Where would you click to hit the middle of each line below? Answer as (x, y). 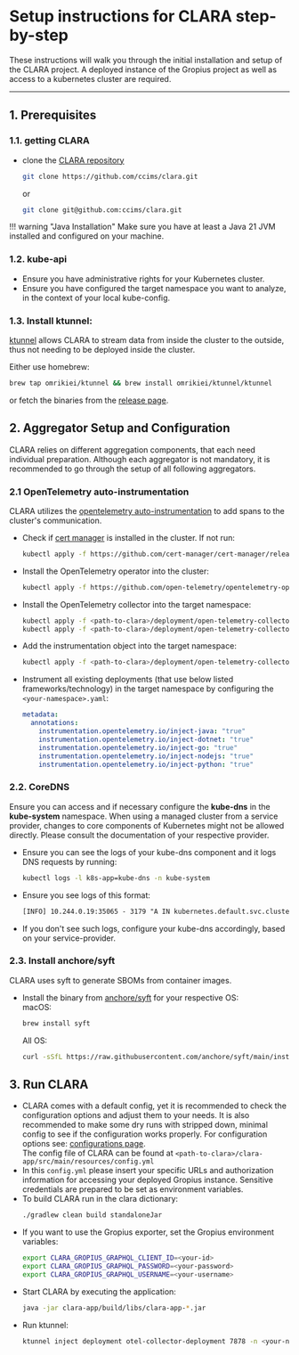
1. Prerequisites (53, 115)
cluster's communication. (56, 520)
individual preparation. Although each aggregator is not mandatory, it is (140, 459)
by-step (39, 35)
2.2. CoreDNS (40, 788)
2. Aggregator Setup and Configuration (120, 428)
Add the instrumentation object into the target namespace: (129, 646)
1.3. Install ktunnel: (51, 321)
